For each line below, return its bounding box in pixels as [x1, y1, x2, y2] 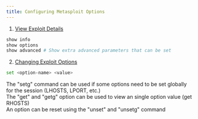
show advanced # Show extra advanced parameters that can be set [6, 48, 171, 54]
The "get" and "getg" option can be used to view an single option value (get [6, 93, 192, 101]
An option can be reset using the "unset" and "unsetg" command [6, 106, 166, 113]
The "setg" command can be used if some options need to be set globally [6, 81, 187, 88]
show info [6, 36, 31, 42]
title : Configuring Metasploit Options [6, 8, 105, 15]
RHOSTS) [6, 99, 30, 107]
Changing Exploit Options [14, 58, 77, 65]
